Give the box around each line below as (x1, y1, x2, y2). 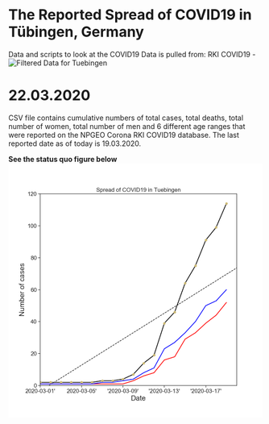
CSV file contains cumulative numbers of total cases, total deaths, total (8, 113, 244, 123)
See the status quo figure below (8, 154, 118, 164)
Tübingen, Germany (8, 23, 145, 41)
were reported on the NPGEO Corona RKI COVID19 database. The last (8, 130, 240, 139)
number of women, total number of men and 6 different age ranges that (8, 121, 246, 131)
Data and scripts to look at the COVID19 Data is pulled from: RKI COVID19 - (8, 49, 256, 59)
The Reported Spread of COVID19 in (8, 6, 252, 24)
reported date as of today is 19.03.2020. (8, 139, 142, 148)
